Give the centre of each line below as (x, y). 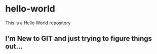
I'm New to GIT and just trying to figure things (79, 39)
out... (14, 47)
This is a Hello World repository (38, 23)
